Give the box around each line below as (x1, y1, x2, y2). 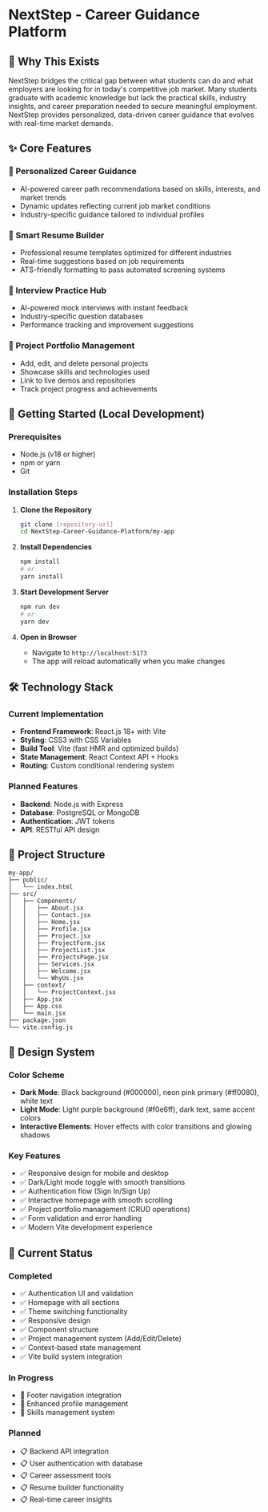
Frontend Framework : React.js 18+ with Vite (19, 727, 166, 736)
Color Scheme (8, 1069, 66, 1080)
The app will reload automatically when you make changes (31, 656, 226, 666)
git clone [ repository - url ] (19, 520, 114, 529)
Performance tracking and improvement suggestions (19, 320, 194, 330)
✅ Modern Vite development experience (19, 1222, 154, 1232)
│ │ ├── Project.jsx (8, 932, 91, 940)
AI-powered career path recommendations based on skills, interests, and (19, 184, 261, 193)
